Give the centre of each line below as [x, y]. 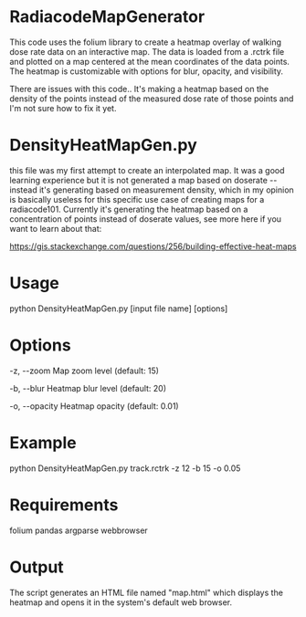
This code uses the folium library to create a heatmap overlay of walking [145, 42]
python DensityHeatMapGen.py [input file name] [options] [119, 308]
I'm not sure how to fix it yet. [63, 108]
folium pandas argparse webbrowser [79, 530]
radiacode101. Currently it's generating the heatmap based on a [129, 209]
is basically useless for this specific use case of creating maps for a [137, 199]
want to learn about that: [56, 228]
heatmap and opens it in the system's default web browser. [121, 602]
